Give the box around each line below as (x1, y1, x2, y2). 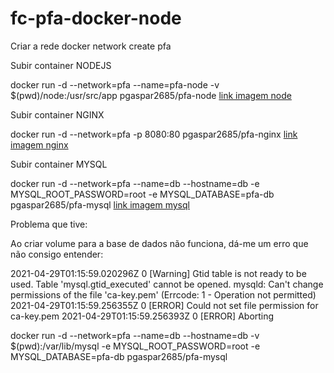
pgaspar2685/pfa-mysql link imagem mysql (10, 198, 190, 211)
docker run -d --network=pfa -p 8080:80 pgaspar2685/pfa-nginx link (10, 128, 298, 140)
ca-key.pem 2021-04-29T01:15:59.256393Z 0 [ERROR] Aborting (10, 310, 275, 322)
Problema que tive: (10, 218, 88, 230)
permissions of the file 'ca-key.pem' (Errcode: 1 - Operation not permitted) (10, 288, 317, 301)
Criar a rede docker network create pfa (10, 40, 172, 52)
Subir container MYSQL (10, 158, 108, 170)
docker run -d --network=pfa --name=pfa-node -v (10, 78, 220, 91)
